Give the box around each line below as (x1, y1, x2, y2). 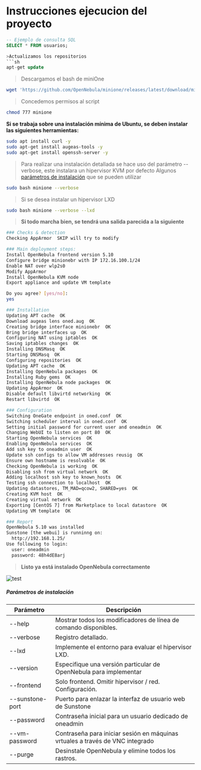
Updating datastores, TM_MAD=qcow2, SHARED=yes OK (6, 486, 138, 492)
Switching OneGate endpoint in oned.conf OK (6, 413, 121, 419)
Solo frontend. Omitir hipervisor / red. (55, 677, 160, 686)
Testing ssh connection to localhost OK (6, 480, 111, 486)
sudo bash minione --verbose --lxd (6, 207, 95, 213)
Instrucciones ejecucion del (6, 4, 148, 18)
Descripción (105, 605, 142, 614)
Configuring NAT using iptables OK (6, 335, 98, 341)
